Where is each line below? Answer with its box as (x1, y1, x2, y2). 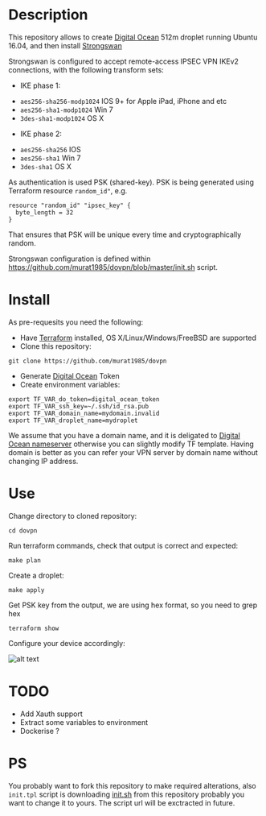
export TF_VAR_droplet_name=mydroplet (8, 416, 138, 425)
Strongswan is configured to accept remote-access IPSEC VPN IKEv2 (8, 56, 239, 66)
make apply (8, 586, 45, 594)
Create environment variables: (19, 379, 121, 389)
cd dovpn (8, 526, 38, 535)
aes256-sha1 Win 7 (19, 153, 81, 163)
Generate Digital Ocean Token (19, 371, 121, 380)
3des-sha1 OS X (19, 161, 72, 171)
